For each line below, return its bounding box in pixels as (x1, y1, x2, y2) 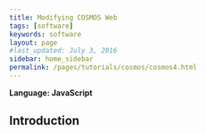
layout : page (9, 38, 58, 47)
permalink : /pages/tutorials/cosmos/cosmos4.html (9, 63, 198, 72)
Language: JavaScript (9, 87, 93, 98)
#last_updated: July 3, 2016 (9, 46, 118, 55)
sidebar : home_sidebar (9, 54, 94, 63)
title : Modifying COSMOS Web (9, 13, 118, 22)
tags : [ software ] (9, 21, 74, 30)
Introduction (9, 113, 80, 129)
